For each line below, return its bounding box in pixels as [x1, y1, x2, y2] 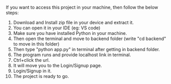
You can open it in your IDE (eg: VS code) [13, 25, 101, 31]
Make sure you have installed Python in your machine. [13, 30, 127, 36]
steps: [6, 10, 19, 16]
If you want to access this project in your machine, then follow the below [6, 5, 159, 10]
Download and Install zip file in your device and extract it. [13, 20, 134, 25]
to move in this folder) [13, 41, 60, 47]
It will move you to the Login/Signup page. [13, 63, 102, 68]
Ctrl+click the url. [13, 57, 50, 63]
